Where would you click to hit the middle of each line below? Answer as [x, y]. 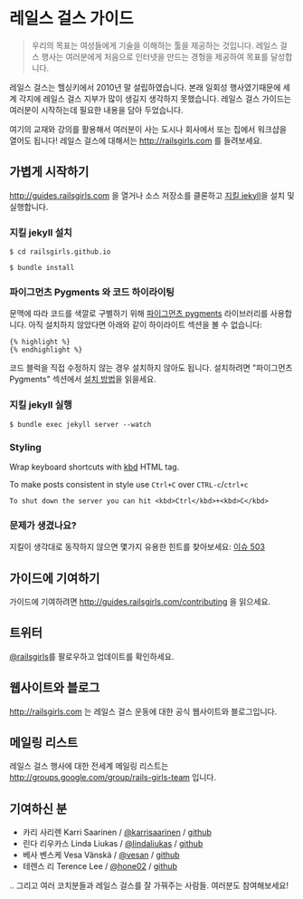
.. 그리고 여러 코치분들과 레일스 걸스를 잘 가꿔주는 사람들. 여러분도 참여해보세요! [149, 885]
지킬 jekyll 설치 [41, 232]
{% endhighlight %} [46, 350]
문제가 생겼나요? [43, 525]
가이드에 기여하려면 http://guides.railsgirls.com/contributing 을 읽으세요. [140, 602]
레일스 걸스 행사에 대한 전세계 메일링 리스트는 [89, 766]
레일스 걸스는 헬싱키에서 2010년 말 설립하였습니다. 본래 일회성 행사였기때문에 [145, 87]
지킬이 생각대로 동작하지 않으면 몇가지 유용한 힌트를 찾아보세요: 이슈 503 [137, 547]
